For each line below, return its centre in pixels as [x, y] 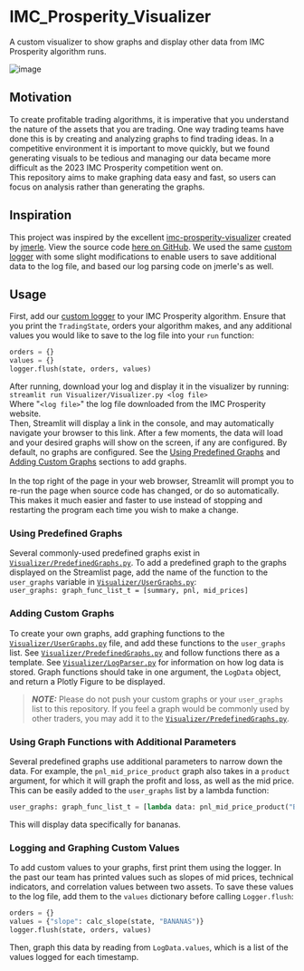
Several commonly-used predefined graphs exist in [105, 553]
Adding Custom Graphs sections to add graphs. [98, 461]
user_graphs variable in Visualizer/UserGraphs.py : [103, 582]
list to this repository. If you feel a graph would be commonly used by [160, 708]
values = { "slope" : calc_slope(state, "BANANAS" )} [107, 921]
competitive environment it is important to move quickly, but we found [139, 148]
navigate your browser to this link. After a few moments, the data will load [146, 433]
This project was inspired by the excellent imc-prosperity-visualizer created [151, 237]
